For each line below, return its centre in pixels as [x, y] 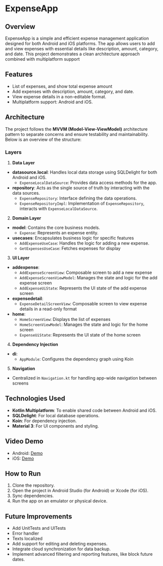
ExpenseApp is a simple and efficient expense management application [77, 38]
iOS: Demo [23, 458]
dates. [19, 559]
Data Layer [23, 162]
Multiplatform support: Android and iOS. [52, 102]
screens [20, 383]
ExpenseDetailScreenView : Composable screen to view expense [83, 303]
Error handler [25, 533]
